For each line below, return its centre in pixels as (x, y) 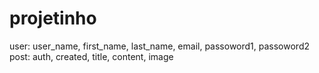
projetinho (53, 18)
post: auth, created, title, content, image (91, 56)
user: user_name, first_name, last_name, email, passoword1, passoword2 (160, 46)
